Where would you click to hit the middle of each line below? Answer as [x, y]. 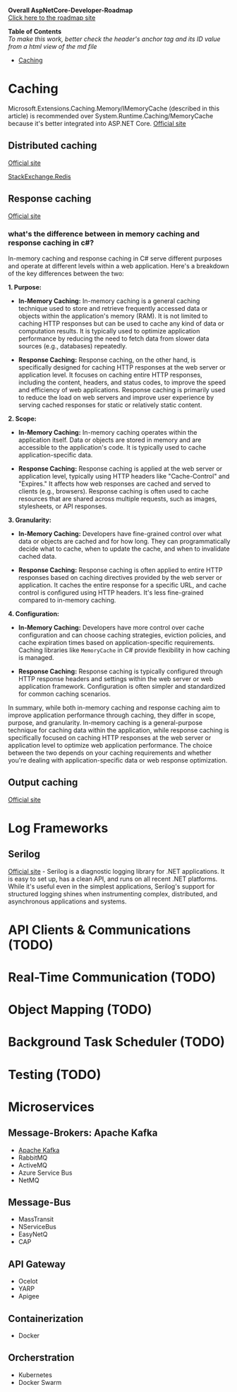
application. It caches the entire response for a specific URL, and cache [122, 585]
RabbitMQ [33, 1158]
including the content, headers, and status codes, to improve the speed [122, 382]
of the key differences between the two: [66, 273]
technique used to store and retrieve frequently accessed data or [113, 308]
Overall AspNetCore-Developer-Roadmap [71, 10]
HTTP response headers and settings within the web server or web [116, 678]
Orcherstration [41, 1358]
